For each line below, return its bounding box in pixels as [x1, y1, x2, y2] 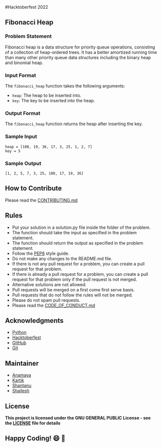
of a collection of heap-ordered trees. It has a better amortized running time [5, 49, 157, 55]
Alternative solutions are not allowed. [12, 281, 87, 288]
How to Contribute [5, 184, 62, 193]
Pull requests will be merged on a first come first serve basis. [12, 287, 135, 292]
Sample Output [5, 160, 41, 167]
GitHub [12, 340, 27, 346]
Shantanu [12, 382, 32, 388]
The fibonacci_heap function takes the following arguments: [5, 83, 126, 89]
